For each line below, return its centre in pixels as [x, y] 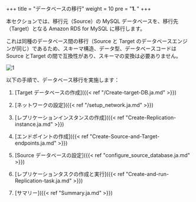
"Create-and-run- [148, 174]
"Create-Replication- [151, 118]
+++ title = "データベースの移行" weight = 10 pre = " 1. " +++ [79, 9]
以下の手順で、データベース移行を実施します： [63, 80]
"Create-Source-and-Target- [125, 136]
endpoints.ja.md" [35, 143]
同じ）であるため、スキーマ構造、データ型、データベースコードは [97, 48]
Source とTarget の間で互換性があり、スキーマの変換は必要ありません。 [94, 56]
